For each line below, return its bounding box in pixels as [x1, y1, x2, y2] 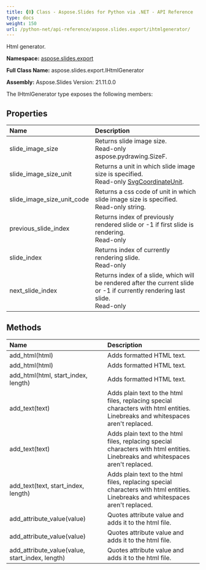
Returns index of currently [94, 246, 170, 255]
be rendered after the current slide [94, 279, 194, 287]
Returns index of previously [94, 213, 174, 221]
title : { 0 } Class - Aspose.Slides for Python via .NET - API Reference [6, 9, 193, 15]
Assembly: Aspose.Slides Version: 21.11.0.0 [6, 79, 116, 86]
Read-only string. [94, 203, 146, 212]
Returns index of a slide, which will [94, 271, 194, 280]
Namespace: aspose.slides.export [6, 55, 94, 62]
